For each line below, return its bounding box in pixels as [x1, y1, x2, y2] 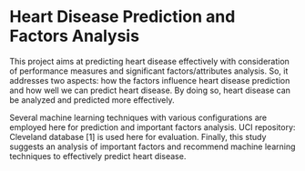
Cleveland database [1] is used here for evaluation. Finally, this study [9, 131, 267, 142]
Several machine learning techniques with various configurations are [9, 112, 267, 123]
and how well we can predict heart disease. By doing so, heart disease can [9, 85, 291, 96]
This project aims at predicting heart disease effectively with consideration [9, 55, 290, 66]
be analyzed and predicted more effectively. [9, 94, 175, 106]
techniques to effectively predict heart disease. [9, 150, 187, 161]
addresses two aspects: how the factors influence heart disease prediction [9, 75, 290, 85]
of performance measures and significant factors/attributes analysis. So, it [9, 65, 289, 76]
